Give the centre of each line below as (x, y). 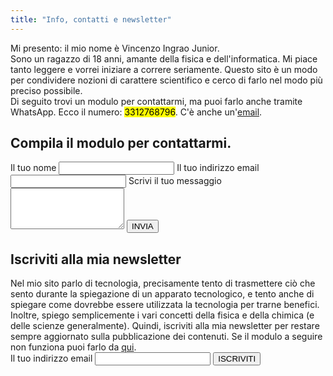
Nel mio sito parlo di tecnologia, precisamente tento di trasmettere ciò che (163, 283)
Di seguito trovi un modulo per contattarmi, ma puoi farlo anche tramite (156, 101)
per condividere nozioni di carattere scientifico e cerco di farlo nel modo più (166, 80)
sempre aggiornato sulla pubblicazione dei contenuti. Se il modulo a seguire (166, 337)
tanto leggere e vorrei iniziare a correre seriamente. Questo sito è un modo (164, 69)
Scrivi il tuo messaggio (175, 181)
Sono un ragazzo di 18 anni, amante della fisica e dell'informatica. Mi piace (164, 58)
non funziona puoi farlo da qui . (73, 347)
